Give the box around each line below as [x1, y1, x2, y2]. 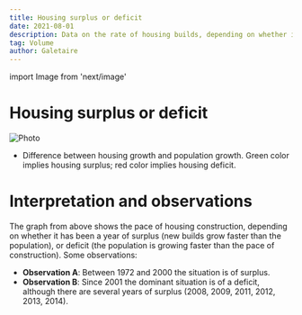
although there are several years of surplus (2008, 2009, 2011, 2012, [22, 286, 276, 297]
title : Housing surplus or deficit [9, 13, 143, 22]
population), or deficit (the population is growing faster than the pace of [9, 240, 275, 250]
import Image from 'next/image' [9, 71, 128, 82]
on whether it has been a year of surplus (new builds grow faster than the [9, 230, 281, 241]
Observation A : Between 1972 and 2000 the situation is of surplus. [22, 267, 271, 277]
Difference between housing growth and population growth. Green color [22, 150, 290, 161]
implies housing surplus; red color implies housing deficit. [22, 159, 236, 171]
